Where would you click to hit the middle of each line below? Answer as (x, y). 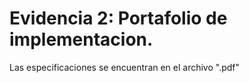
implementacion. (81, 39)
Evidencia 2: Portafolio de (118, 18)
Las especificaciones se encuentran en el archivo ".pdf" (125, 67)
